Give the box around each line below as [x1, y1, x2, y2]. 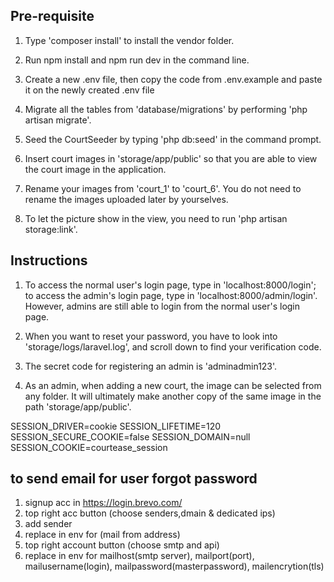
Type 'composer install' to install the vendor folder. [24, 34, 235, 46]
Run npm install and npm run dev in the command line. [24, 54, 250, 66]
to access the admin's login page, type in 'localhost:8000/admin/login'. [24, 289, 318, 301]
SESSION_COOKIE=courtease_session [10, 441, 168, 453]
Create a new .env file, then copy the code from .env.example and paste [24, 73, 323, 85]
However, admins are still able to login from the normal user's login [24, 300, 301, 312]
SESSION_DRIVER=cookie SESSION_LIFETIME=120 [10, 420, 222, 432]
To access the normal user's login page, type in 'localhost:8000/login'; [24, 279, 317, 291]
